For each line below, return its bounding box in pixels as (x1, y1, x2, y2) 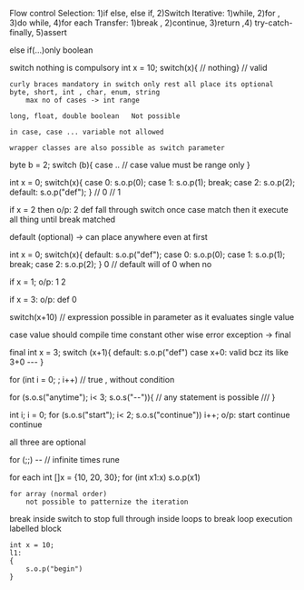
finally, (9, 27, 34, 37)
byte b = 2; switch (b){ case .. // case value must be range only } (9, 159, 251, 170)
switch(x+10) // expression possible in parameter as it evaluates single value (9, 312, 295, 322)
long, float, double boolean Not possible (9, 112, 181, 121)
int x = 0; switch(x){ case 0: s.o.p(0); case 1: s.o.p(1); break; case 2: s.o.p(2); (9, 177, 296, 187)
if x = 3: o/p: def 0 (9, 295, 77, 305)
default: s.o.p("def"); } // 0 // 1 (9, 186, 121, 197)
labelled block (9, 523, 62, 534)
